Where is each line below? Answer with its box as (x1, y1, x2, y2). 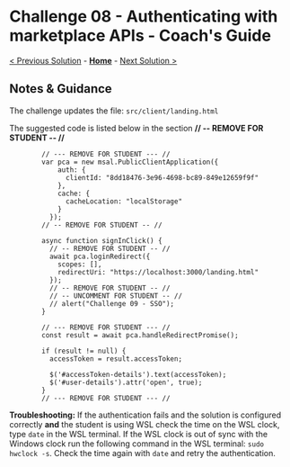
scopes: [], (57, 259, 102, 269)
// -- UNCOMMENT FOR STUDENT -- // (48, 291, 182, 301)
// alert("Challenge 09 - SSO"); (48, 299, 175, 308)
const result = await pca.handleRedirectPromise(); (41, 330, 240, 339)
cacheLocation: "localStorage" (66, 196, 182, 206)
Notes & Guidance (9, 81, 112, 96)
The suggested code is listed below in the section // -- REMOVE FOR (9, 122, 264, 133)
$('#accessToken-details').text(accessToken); (48, 370, 227, 379)
